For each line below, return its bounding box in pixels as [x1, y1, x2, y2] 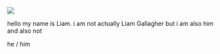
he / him [7, 40, 31, 48]
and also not [7, 27, 43, 35]
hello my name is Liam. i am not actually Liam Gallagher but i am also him [7, 20, 214, 27]
